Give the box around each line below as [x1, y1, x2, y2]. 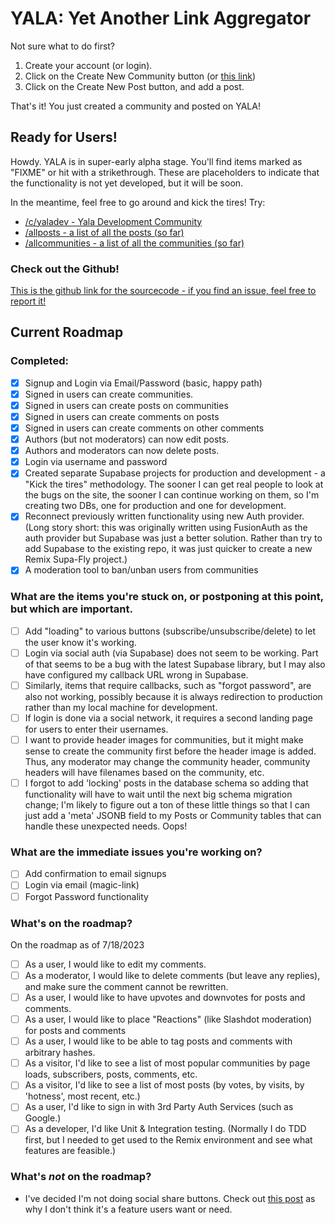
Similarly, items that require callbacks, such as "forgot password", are [24, 679, 312, 691]
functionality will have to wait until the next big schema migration [24, 788, 293, 801]
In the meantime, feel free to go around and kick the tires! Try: [10, 196, 266, 208]
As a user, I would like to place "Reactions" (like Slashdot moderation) [24, 1013, 313, 1026]
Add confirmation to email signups [24, 868, 167, 880]
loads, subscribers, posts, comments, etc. [24, 1068, 198, 1081]
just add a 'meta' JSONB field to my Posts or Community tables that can [24, 810, 322, 822]
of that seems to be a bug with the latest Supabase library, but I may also [24, 658, 326, 670]
